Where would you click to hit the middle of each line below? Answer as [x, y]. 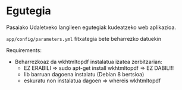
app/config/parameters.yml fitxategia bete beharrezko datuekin [84, 38]
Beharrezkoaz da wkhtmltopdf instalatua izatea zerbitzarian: [88, 62]
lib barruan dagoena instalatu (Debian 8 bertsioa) [84, 74]
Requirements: [24, 50]
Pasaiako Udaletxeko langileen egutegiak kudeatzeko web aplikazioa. [91, 27]
